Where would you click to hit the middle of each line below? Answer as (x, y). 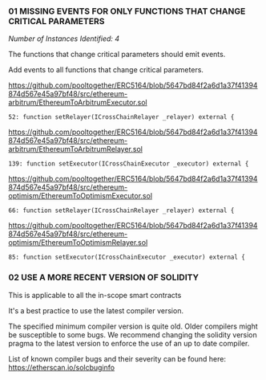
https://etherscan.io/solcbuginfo (61, 367)
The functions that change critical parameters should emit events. (117, 55)
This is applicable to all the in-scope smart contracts (95, 295)
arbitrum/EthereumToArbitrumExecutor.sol (78, 103)
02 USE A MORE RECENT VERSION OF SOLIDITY (103, 277)
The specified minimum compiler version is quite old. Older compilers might (133, 326)
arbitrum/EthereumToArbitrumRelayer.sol (75, 149)
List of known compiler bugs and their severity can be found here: (117, 358)
